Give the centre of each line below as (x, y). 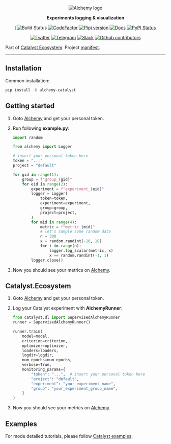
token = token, (54, 198)
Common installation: (27, 80)
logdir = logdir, (38, 355)
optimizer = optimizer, (45, 346)
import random (27, 137)
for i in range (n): (61, 246)
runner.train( (27, 332)
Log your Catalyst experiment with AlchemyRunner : (67, 308)
